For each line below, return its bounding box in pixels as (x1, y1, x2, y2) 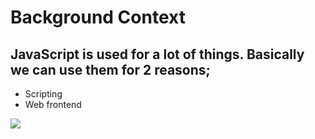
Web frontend (24, 99, 82, 110)
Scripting (24, 88, 63, 100)
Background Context (10, 6, 186, 29)
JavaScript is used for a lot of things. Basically (10, 46, 305, 63)
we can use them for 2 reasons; (10, 61, 211, 78)
